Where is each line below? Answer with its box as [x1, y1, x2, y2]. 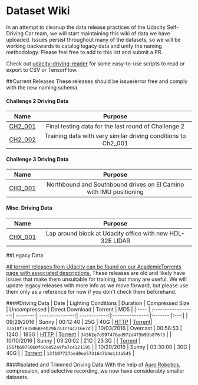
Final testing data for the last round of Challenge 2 [46, 122, 185, 131]
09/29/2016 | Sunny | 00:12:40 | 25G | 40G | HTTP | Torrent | [6, 318, 153, 325]
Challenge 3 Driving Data [6, 155, 69, 162]
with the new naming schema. [6, 84, 79, 91]
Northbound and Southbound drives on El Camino [46, 181, 184, 189]
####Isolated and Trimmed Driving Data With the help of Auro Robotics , [6, 361, 181, 368]
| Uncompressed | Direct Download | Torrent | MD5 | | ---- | [6, 306, 150, 313]
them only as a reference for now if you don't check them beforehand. [6, 288, 177, 295]
